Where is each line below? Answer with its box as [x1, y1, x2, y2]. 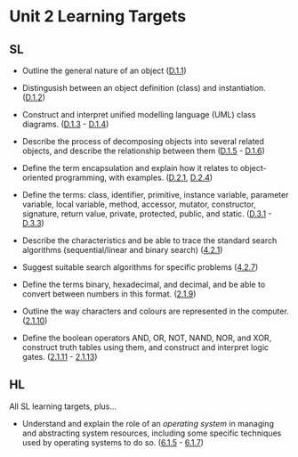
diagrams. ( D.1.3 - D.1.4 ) [21, 118, 109, 129]
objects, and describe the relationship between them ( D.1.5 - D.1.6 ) [21, 145, 265, 156]
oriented [21, 172, 53, 183]
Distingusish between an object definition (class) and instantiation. [21, 83, 267, 93]
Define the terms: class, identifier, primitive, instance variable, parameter [21, 190, 289, 200]
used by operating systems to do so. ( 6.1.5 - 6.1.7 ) [21, 437, 205, 447]
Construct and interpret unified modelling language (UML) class [21, 110, 256, 119]
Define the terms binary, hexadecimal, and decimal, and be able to [21, 279, 266, 290]
